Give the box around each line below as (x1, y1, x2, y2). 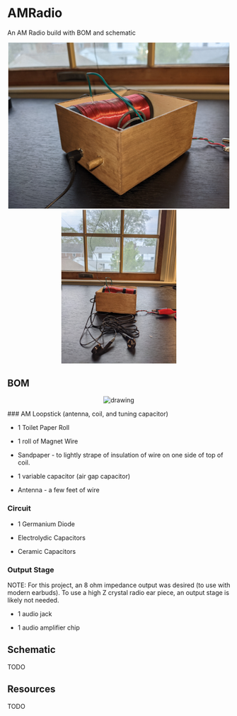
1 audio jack (17, 610, 52, 618)
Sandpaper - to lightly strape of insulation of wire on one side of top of (17, 451, 224, 460)
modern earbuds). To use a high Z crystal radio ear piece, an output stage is (7, 589, 230, 596)
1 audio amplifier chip (17, 623, 80, 632)
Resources (7, 683, 56, 695)
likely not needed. (7, 596, 59, 604)
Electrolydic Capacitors (17, 533, 86, 542)
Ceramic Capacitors (17, 547, 76, 555)
